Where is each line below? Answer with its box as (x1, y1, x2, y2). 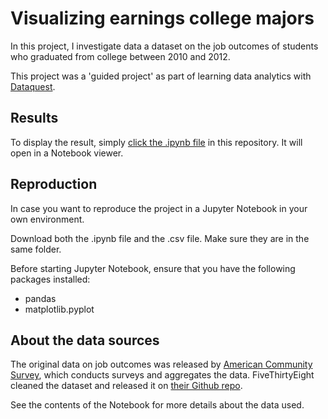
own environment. (10, 213, 85, 225)
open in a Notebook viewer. (10, 147, 124, 159)
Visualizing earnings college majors (10, 7, 315, 30)
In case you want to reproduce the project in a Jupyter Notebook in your (10, 202, 308, 214)
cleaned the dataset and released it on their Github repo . (10, 380, 243, 392)
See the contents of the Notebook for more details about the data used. (10, 399, 305, 411)
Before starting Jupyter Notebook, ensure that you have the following (10, 262, 296, 274)
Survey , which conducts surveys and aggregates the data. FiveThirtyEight (10, 369, 315, 381)
